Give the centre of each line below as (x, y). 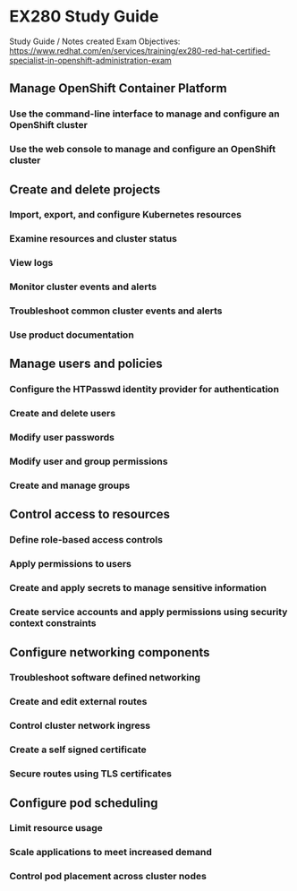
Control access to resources (89, 514)
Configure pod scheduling (84, 803)
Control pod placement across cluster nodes (108, 877)
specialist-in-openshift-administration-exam (90, 60)
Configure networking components (110, 652)
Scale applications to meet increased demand (111, 852)
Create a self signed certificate (78, 750)
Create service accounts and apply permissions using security (148, 613)
